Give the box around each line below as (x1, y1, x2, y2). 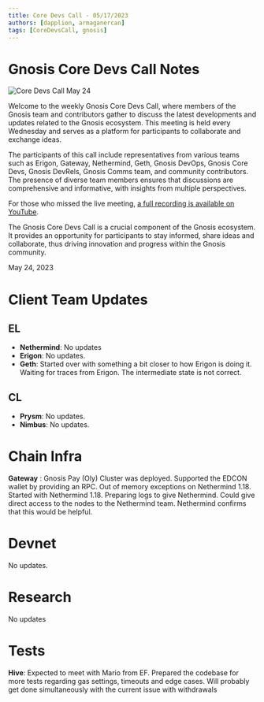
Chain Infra (8, 448, 83, 466)
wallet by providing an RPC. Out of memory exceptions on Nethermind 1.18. (8, 482, 251, 492)
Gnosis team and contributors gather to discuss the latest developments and (8, 110, 257, 119)
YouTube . (8, 207, 39, 217)
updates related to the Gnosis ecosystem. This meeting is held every (8, 118, 231, 128)
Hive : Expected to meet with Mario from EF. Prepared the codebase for (8, 667, 239, 678)
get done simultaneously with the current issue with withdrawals (8, 685, 218, 694)
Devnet (8, 535, 57, 552)
